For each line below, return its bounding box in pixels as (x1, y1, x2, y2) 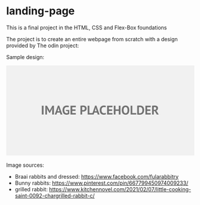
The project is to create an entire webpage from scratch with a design (6, 35, 178, 42)
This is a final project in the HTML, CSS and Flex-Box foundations (6, 24, 167, 31)
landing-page (6, 4, 75, 18)
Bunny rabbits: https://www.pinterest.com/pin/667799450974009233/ (14, 179, 189, 186)
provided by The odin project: (6, 42, 79, 49)
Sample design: (6, 53, 45, 60)
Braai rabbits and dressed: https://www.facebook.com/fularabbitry (14, 173, 179, 180)
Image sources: (6, 161, 45, 169)
